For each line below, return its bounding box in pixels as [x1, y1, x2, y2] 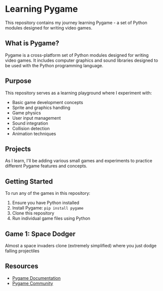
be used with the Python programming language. [5, 62, 103, 68]
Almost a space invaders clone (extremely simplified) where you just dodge [5, 243, 157, 248]
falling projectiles [5, 248, 40, 254]
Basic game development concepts [12, 99, 83, 105]
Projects [5, 145, 31, 153]
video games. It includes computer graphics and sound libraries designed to [5, 57, 159, 63]
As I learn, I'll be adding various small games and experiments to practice [5, 158, 153, 164]
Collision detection [12, 125, 50, 131]
